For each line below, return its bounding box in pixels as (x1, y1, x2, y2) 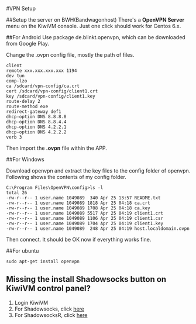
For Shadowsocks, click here (14, 305, 85, 312)
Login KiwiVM (14, 299, 49, 306)
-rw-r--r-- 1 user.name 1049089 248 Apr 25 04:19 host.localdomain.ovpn (6, 226, 190, 232)
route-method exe (6, 104, 49, 109)
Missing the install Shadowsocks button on (6, 274, 167, 284)
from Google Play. (6, 40, 50, 47)
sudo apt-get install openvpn (6, 258, 80, 264)
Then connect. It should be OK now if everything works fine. (6, 236, 152, 243)
